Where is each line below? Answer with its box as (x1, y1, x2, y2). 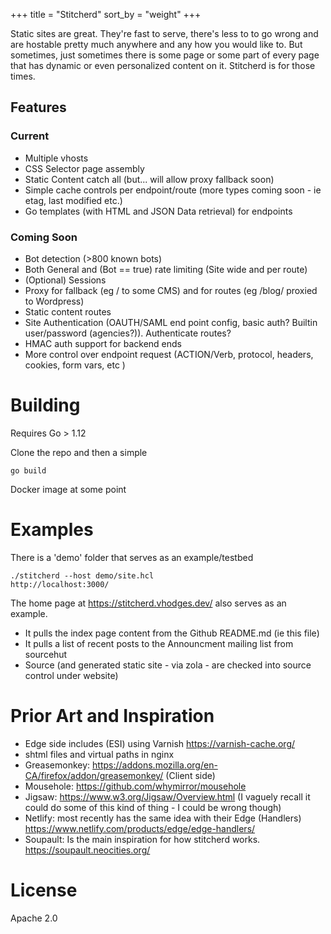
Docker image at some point (10, 483, 127, 495)
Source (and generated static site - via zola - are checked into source (24, 659, 312, 671)
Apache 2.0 (10, 912, 58, 924)
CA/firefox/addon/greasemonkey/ (24, 769, 164, 781)
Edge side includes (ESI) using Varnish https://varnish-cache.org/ (24, 737, 296, 749)
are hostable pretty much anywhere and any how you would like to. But (10, 39, 303, 50)
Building (10, 394, 81, 417)
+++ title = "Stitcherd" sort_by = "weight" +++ (10, 9, 202, 20)
